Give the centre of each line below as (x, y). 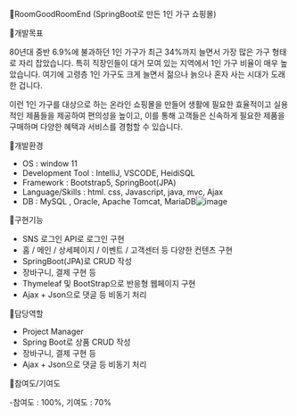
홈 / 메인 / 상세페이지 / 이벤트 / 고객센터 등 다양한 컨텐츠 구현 (128, 250)
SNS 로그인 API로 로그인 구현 (73, 239)
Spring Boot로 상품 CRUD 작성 (76, 342)
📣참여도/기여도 (35, 383)
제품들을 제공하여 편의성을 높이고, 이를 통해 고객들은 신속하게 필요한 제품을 (155, 116)
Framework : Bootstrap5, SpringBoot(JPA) (99, 183)
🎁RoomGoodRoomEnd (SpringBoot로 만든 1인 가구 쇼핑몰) (113, 14)
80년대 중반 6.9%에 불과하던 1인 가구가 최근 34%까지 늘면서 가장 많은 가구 (140, 52)
